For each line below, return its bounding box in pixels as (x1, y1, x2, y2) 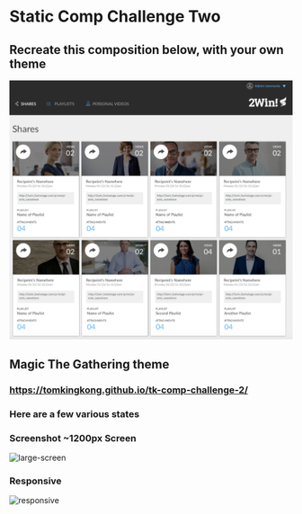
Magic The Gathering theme (9, 357, 170, 372)
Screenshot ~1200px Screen (9, 431, 137, 444)
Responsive (9, 474, 62, 487)
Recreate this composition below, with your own (9, 42, 285, 58)
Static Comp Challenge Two (9, 6, 221, 27)
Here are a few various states (9, 407, 140, 420)
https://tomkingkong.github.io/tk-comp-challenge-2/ (9, 384, 249, 396)
